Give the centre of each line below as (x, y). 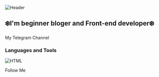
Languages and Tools (31, 50)
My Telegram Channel (27, 38)
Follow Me (15, 70)
